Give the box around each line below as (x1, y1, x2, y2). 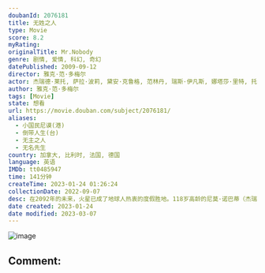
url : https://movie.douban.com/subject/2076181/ (8, 107, 171, 115)
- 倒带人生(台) (15, 129, 59, 136)
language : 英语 (8, 159, 56, 166)
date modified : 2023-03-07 (8, 210, 97, 218)
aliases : (8, 114, 37, 122)
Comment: (8, 254, 62, 267)
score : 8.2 (8, 33, 44, 42)
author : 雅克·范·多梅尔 (8, 84, 79, 93)
